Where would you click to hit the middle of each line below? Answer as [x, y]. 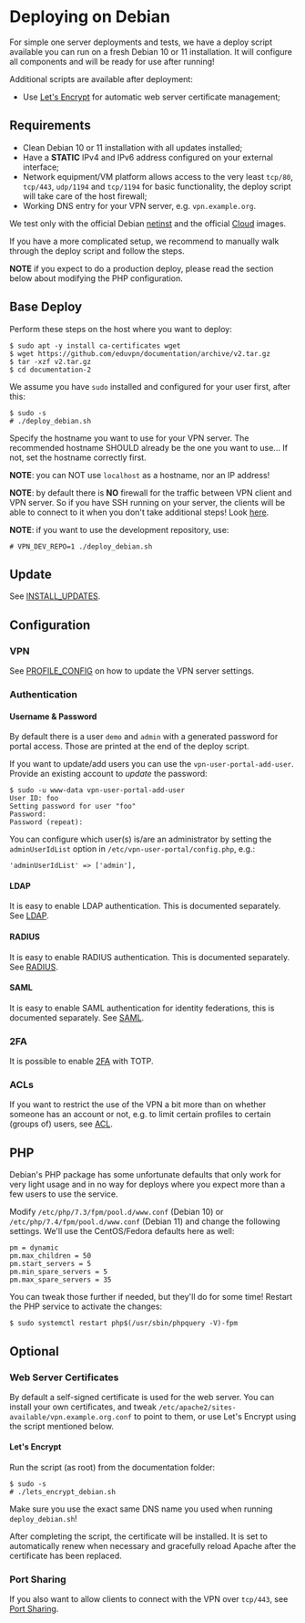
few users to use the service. [64, 1194]
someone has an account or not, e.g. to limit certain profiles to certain [140, 1115]
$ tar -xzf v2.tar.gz [51, 361]
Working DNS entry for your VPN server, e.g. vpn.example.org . [139, 205]
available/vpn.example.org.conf [71, 1417]
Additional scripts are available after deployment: [101, 79]
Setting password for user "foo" [73, 806]
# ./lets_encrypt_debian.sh [63, 1492]
